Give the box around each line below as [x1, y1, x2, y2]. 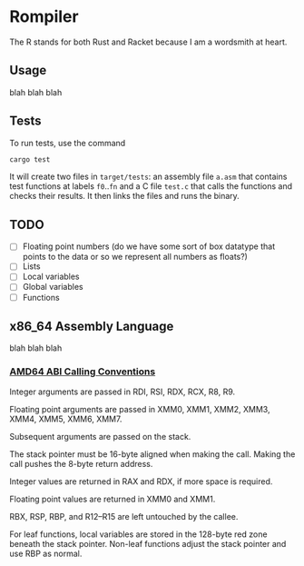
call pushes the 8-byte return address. [9, 458, 153, 469]
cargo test [9, 154, 51, 164]
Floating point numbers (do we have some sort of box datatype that [22, 241, 275, 252]
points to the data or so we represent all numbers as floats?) [22, 252, 248, 263]
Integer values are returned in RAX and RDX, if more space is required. [9, 475, 273, 487]
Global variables [22, 282, 83, 293]
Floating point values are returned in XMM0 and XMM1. [9, 493, 216, 504]
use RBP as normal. [9, 548, 83, 559]
